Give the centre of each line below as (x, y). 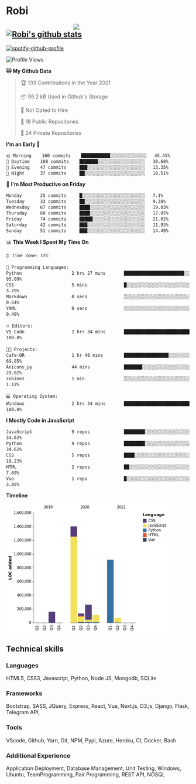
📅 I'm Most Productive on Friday (46, 184)
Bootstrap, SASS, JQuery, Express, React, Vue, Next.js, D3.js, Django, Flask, (98, 706)
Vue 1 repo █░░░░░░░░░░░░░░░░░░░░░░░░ (98, 479)
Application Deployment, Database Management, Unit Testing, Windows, (94, 768)
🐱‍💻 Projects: (22, 350)
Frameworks (24, 693)
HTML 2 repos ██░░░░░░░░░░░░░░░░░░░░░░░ (98, 467)
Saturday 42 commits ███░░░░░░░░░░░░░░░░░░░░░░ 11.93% (87, 225)
